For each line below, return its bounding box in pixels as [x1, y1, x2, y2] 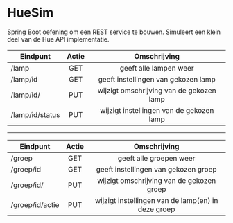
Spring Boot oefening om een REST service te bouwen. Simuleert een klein [7, 28, 221, 36]
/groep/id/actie [10, 199, 60, 209]
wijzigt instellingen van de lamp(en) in [94, 195, 218, 205]
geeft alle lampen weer [119, 63, 194, 73]
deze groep [137, 204, 175, 214]
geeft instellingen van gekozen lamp [98, 74, 216, 84]
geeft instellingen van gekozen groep [96, 164, 217, 174]
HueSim [7, 5, 54, 21]
